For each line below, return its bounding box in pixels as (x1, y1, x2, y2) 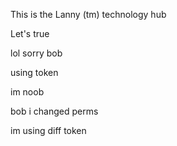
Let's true (10, 28, 50, 39)
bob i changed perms (10, 105, 99, 117)
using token (10, 67, 59, 78)
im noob (10, 86, 45, 98)
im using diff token (10, 125, 87, 136)
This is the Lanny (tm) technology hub (10, 9, 167, 20)
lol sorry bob (10, 47, 63, 59)
